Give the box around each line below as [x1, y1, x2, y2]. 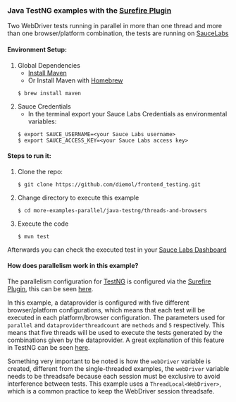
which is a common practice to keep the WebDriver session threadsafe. [7, 386, 215, 395]
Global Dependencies [17, 61, 81, 69]
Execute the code [17, 219, 69, 228]
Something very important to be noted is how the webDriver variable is [7, 357, 211, 365]
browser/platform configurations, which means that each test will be [7, 305, 206, 314]
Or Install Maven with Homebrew [27, 76, 123, 85]
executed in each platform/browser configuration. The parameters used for [7, 313, 225, 322]
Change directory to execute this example [17, 193, 139, 202]
